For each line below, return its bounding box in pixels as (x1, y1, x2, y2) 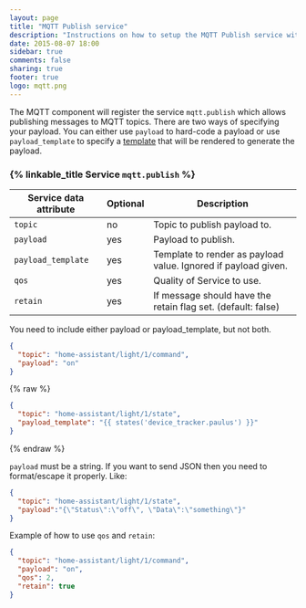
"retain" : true (17, 582, 76, 591)
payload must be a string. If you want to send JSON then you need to (9, 460, 268, 471)
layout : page (9, 13, 59, 23)
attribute (36, 203, 76, 215)
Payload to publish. (153, 233, 235, 246)
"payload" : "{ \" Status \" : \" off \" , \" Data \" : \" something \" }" (17, 505, 247, 514)
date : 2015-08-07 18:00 (9, 38, 100, 48)
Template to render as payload (153, 247, 284, 260)
